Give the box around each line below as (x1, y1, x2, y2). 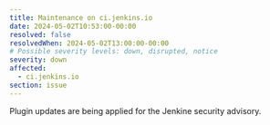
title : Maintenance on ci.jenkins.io (9, 13, 153, 23)
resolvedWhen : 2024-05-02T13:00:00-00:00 (9, 38, 170, 48)
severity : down (9, 55, 67, 64)
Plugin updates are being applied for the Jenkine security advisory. (9, 105, 262, 116)
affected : (9, 64, 47, 73)
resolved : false (9, 30, 71, 39)
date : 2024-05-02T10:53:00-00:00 (9, 22, 137, 31)
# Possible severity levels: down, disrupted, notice (9, 47, 219, 56)
